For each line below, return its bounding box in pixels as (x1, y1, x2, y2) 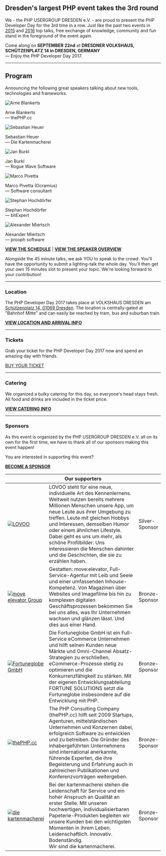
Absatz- (113, 648, 132, 654)
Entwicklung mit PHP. (48, 697, 99, 704)
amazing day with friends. (5, 353, 58, 359)
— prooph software (5, 237, 44, 243)
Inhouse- (105, 578, 127, 585)
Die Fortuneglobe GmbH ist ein (48, 629, 121, 636)
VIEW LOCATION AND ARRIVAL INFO (5, 320, 83, 326)
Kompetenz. (48, 584, 77, 591)
